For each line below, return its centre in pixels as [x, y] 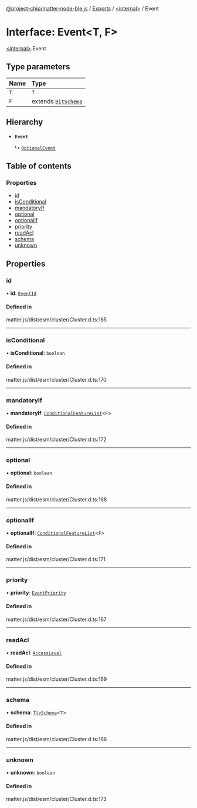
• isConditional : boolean [35, 353]
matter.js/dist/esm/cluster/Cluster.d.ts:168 [57, 499]
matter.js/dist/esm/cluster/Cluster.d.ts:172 [56, 440]
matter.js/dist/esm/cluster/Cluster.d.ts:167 [56, 619]
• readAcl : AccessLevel [34, 653]
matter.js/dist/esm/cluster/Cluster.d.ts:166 [57, 739]
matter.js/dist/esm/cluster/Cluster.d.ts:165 [57, 320]
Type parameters [38, 67]
